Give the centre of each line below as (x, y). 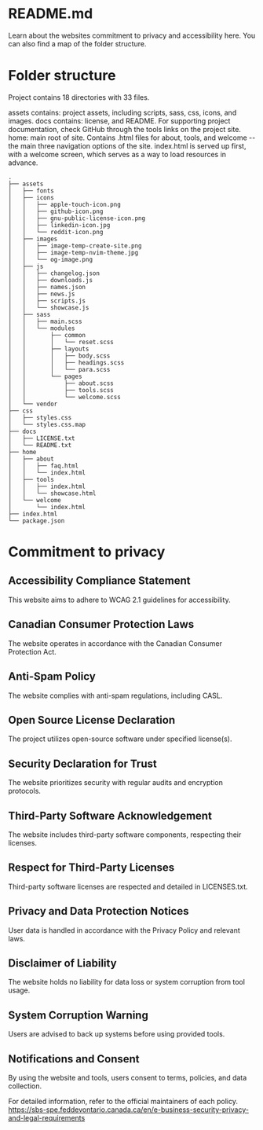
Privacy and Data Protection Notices (99, 911)
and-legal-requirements (47, 1118)
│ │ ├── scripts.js (47, 301)
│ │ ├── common (47, 335)
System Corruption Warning (79, 1015)
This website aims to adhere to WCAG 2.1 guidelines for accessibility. (119, 600)
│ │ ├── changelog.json (54, 273)
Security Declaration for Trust (82, 763)
